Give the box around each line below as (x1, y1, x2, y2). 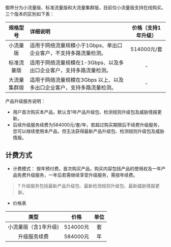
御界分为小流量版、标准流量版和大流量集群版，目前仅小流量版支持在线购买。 (5, 5, 166, 10)
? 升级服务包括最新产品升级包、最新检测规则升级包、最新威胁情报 (17, 183, 155, 189)
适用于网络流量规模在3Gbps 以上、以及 (30, 76, 124, 83)
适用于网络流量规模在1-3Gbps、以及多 (30, 59, 124, 66)
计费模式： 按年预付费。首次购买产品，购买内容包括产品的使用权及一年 (12, 165, 161, 171)
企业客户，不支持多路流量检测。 (30, 50, 107, 56)
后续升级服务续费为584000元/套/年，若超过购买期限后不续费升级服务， (12, 122, 162, 128)
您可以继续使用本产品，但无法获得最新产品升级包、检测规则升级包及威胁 (12, 128, 164, 134)
